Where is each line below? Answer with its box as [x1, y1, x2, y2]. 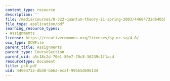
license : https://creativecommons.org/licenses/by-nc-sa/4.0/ [5, 36, 139, 41]
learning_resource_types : [5, 26, 60, 31]
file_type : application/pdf [5, 21, 65, 27]
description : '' [5, 12, 39, 17]
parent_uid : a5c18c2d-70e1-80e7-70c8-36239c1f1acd [5, 54, 114, 59]
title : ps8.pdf [5, 63, 37, 68]
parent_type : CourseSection [5, 49, 65, 54]
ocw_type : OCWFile [5, 40, 44, 45]
